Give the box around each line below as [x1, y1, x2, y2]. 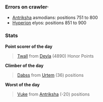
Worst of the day [5, 81, 40, 87]
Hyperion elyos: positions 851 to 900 [12, 20, 87, 26]
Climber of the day [5, 63, 44, 68]
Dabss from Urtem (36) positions [17, 72, 84, 78]
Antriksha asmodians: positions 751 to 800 [12, 15, 98, 21]
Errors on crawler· [5, 3, 49, 10]
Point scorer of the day [5, 43, 53, 49]
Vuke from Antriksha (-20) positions [17, 91, 90, 97]
